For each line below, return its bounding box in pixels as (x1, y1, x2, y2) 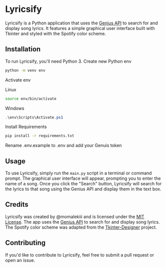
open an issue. (5, 257, 36, 263)
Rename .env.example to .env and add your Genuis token (5, 142, 122, 148)
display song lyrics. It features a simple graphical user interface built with (5, 25, 155, 31)
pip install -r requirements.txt (5, 134, 75, 138)
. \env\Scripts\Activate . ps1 (5, 115, 64, 120)
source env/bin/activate (5, 96, 57, 101)
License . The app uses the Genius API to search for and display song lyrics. (5, 219, 160, 225)
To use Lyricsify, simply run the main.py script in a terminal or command (5, 170, 152, 176)
